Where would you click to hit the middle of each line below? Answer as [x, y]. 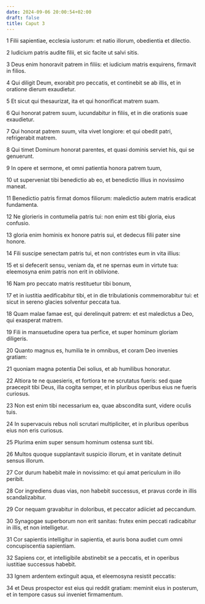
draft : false [23, 18]
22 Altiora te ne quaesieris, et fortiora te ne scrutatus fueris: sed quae [94, 381]
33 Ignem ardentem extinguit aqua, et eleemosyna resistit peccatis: [91, 576]
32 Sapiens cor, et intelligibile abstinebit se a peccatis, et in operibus [93, 558]
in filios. [16, 71]
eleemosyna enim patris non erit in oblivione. [63, 272]
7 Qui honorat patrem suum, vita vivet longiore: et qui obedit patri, [89, 132]
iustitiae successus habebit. [41, 564]
